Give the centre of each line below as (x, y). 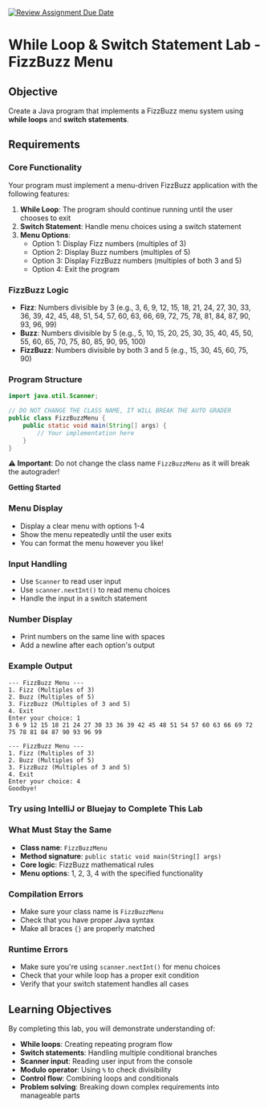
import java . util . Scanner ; (53, 396)
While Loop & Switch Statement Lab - (134, 45)
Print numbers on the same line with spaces (92, 637)
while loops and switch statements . (69, 119)
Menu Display (36, 508)
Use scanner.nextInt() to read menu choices (95, 590)
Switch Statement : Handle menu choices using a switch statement (131, 226)
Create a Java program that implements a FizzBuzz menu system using (126, 111)
